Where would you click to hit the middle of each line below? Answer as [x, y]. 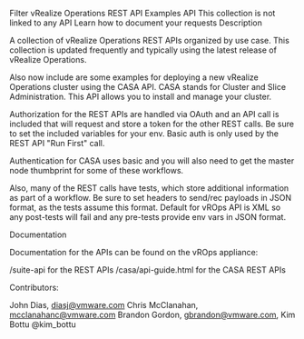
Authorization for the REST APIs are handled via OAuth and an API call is [144, 114]
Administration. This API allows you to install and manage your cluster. [141, 96]
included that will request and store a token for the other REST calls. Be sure [152, 124]
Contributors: [34, 287]
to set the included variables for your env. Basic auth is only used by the [144, 134]
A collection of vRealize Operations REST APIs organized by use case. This [150, 40]
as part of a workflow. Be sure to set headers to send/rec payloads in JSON [151, 198]
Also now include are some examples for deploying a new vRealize [134, 77]
